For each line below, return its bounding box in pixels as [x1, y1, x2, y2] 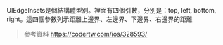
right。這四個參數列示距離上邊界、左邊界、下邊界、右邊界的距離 [6, 15, 193, 23]
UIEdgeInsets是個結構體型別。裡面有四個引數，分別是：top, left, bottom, [6, 6, 217, 14]
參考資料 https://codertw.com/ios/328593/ [23, 30, 148, 38]
